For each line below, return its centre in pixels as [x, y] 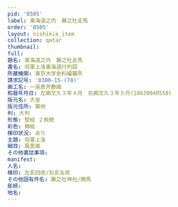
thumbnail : [23, 47]
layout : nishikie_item [41, 34]
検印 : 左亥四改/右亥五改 [39, 172]
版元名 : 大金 [24, 100]
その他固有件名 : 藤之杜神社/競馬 [49, 179]
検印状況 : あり [27, 133]
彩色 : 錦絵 [21, 126]
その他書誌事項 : [28, 153]
